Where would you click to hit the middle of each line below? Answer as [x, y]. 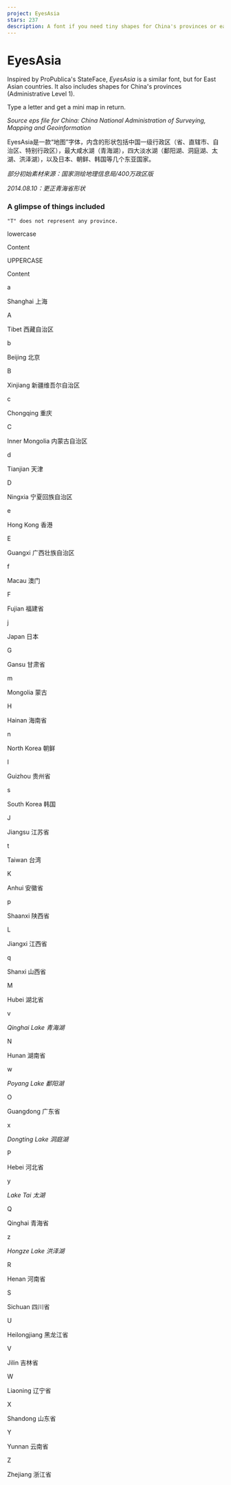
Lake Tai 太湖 [26, 1195]
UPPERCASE [25, 260]
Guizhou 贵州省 [29, 776]
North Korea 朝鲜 [31, 748]
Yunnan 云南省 [28, 1446]
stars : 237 [23, 20]
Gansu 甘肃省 [26, 664]
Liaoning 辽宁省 [29, 1390]
